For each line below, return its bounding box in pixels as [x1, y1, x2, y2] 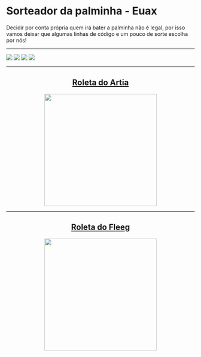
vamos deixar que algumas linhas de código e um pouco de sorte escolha [6, 30, 188, 37]
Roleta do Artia [72, 78, 129, 88]
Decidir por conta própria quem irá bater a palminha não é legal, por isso [6, 24, 185, 31]
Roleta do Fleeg [71, 222, 130, 233]
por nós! [6, 36, 27, 44]
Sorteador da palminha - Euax [6, 4, 157, 18]
